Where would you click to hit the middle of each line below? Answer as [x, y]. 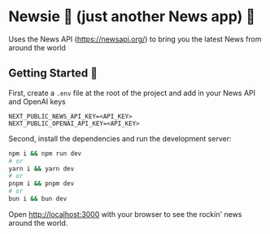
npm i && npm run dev [45, 154]
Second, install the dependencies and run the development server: [120, 138]
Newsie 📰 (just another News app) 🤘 [132, 17]
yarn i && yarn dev [41, 169]
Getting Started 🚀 [53, 74]
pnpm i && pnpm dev [41, 184]
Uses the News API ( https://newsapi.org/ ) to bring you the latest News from [135, 39]
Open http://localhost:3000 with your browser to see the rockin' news [125, 214]
